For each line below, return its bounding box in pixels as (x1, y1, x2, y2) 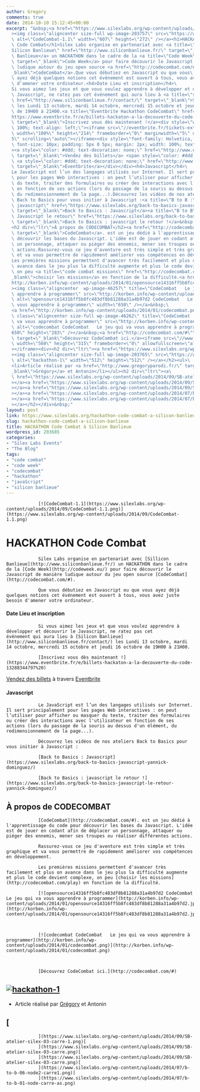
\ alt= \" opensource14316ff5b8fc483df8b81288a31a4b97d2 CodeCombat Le (11, 296, 193, 302)
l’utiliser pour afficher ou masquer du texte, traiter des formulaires (6, 712, 190, 719)
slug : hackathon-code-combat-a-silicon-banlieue (6, 418, 129, 424)
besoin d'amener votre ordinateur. (6, 597, 95, 603)
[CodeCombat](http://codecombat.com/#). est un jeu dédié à (37, 818, 190, 824)
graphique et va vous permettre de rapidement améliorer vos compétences (6, 849, 193, 855)
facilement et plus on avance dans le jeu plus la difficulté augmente (6, 869, 187, 875)
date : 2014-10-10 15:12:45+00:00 (6, 20, 89, 26)
